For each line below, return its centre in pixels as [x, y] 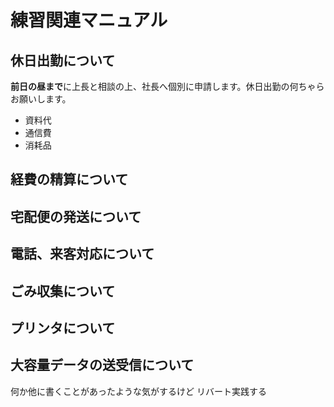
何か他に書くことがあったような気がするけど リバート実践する [138, 391]
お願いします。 [41, 99]
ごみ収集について [63, 291]
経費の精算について [69, 179]
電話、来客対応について [82, 254]
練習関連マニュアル [89, 20]
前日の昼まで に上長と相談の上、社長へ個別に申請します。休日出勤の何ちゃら [167, 86]
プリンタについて [63, 327]
